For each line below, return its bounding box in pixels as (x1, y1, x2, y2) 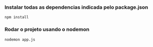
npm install (4, 15, 29, 20)
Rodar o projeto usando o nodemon (4, 26, 90, 33)
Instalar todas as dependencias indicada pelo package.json (4, 4, 149, 11)
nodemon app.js (4, 37, 36, 42)
